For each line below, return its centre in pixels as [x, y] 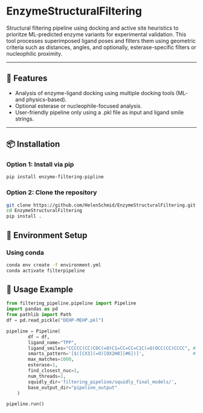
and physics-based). [41, 99]
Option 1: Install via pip [40, 165]
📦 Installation [33, 144]
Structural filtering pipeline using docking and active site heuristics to [92, 28]
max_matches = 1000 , [51, 359]
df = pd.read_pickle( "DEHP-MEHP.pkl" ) [55, 320]
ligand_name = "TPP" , [53, 342]
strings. [24, 119]
